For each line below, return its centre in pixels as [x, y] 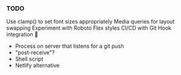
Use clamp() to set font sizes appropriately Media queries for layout [90, 22]
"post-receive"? [35, 53]
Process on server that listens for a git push [69, 46]
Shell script [29, 59]
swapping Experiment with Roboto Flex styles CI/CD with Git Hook [89, 28]
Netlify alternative [37, 65]
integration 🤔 [22, 34]
